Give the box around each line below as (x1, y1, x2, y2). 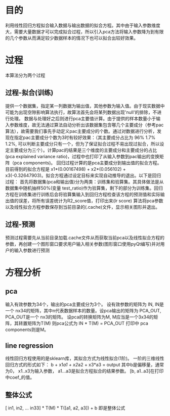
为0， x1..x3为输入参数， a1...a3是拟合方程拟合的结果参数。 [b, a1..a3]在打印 (5, 368, 164, 374)
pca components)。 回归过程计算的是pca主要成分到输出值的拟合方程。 (14, 160, 162, 166)
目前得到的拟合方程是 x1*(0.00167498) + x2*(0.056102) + (5, 166, 126, 172)
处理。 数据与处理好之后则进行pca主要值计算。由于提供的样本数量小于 (9, 115, 156, 121)
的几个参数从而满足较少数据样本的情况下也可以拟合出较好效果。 (5, 35, 138, 41)
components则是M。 (5, 327, 49, 333)
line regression (5, 341, 54, 350)
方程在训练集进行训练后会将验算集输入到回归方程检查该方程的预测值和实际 (5, 191, 160, 197)
